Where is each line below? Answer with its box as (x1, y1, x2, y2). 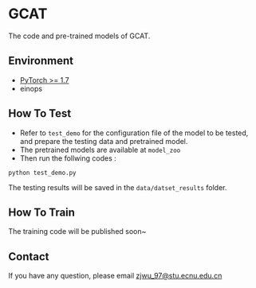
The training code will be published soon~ (8, 227, 147, 236)
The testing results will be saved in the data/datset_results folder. (8, 182, 227, 192)
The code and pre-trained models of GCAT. (8, 31, 151, 41)
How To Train (8, 205, 76, 219)
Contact (8, 250, 49, 263)
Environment (8, 54, 74, 68)
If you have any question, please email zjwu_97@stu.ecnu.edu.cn (8, 271, 223, 281)
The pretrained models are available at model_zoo (19, 145, 181, 154)
